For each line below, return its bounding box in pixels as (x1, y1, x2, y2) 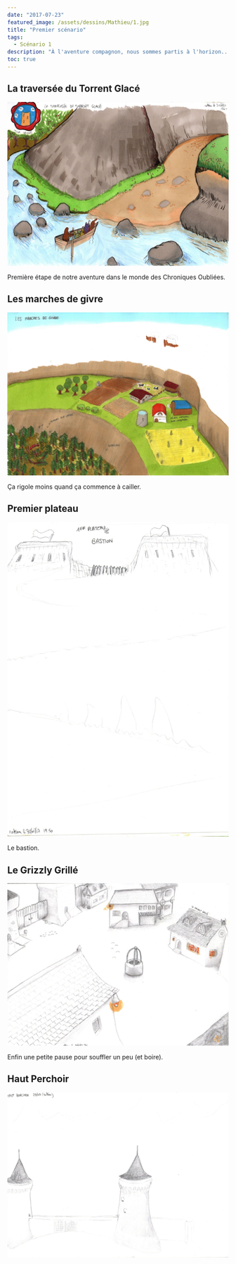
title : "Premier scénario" (7, 26, 86, 33)
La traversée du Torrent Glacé (7, 83, 140, 95)
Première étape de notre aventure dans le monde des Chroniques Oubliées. (7, 273, 226, 281)
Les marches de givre (7, 293, 104, 305)
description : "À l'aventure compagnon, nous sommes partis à (7, 49, 190, 56)
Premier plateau (7, 503, 79, 515)
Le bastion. (7, 844, 40, 852)
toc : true (7, 56, 37, 63)
